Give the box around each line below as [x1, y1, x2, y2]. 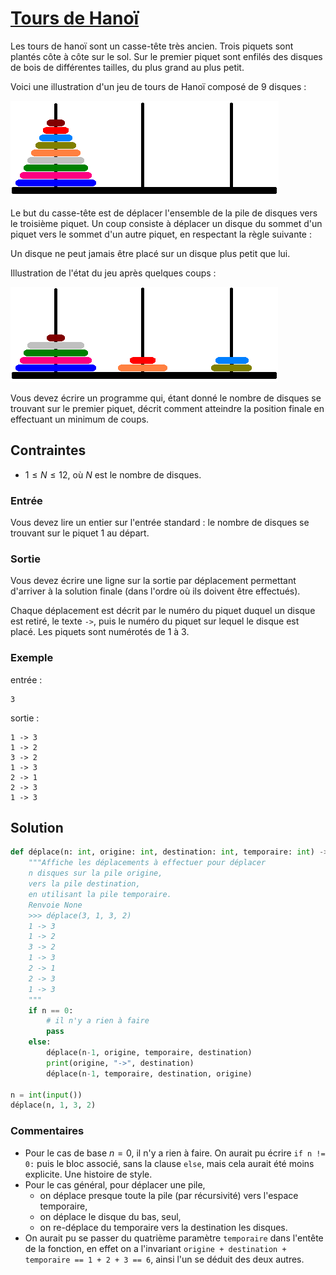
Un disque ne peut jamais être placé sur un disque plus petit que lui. [10, 247, 291, 259]
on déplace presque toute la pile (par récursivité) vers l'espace [39, 1189, 299, 1201]
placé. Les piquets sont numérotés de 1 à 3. [10, 626, 190, 638]
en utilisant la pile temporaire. [28, 889, 172, 899]
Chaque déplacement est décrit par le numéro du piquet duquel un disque [10, 605, 316, 617]
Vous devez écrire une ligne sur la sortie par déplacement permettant [10, 575, 297, 587]
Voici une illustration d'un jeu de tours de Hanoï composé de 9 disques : [10, 80, 307, 92]
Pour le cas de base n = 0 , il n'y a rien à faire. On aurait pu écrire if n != [24, 1147, 326, 1159]
